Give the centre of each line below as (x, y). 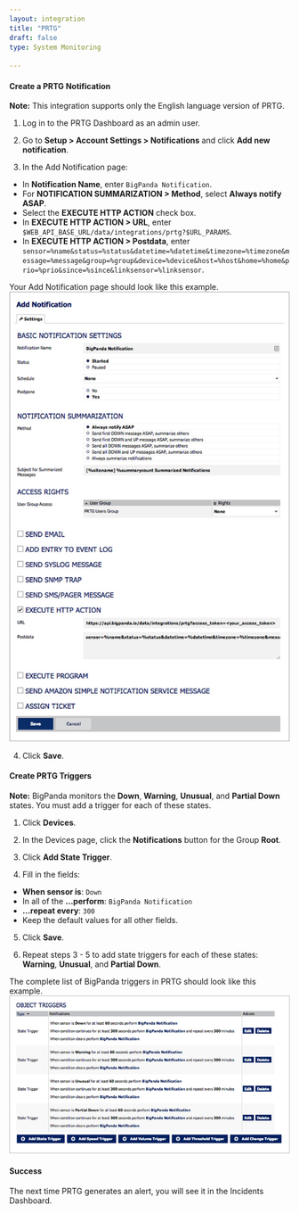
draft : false (33, 37)
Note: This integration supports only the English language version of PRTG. (147, 106)
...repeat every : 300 (58, 911)
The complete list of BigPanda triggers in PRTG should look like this (133, 981)
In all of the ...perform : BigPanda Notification (107, 901)
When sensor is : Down (62, 891)
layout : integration (48, 19)
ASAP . (34, 203)
